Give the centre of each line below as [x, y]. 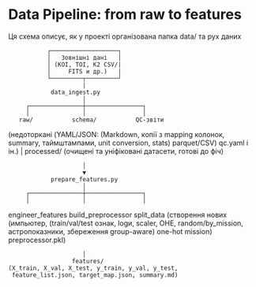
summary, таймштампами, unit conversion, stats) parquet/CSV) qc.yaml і [128, 143]
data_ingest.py [75, 92]
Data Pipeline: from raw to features [125, 15]
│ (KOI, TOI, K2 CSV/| [85, 65]
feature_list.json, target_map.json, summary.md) [95, 275]
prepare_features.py [84, 179]
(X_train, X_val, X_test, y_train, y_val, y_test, [93, 268]
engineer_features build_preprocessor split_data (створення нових [118, 214]
